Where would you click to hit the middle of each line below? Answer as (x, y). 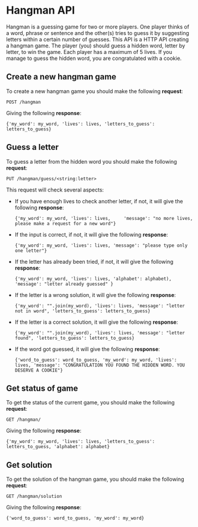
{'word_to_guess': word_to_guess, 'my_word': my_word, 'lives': (96, 360)
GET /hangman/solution (34, 496)
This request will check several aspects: (55, 190)
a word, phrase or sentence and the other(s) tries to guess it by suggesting (98, 33)
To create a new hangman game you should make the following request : (95, 91)
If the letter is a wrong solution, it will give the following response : (95, 295)
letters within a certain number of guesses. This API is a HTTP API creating (98, 39)
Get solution (29, 465)
